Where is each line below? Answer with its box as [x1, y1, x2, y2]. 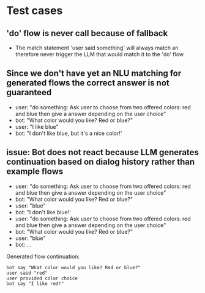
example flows [6, 166, 64, 177]
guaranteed [6, 87, 52, 98]
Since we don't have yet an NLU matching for [6, 68, 182, 79]
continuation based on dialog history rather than [6, 157, 195, 167]
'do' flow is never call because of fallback [6, 28, 168, 38]
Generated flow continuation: [6, 253, 80, 260]
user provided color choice [6, 275, 78, 281]
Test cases [6, 4, 63, 18]
